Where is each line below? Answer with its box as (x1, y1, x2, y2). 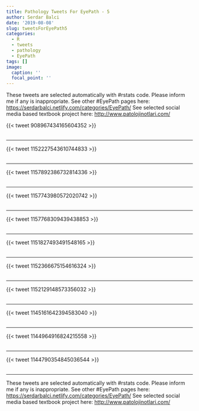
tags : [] (6, 58, 28, 64)
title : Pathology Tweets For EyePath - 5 (6, 8, 110, 15)
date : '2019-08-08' (6, 20, 54, 26)
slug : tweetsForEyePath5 (6, 25, 68, 32)
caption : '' (11, 70, 41, 76)
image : (6, 64, 23, 70)
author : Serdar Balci (6, 14, 60, 20)
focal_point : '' (11, 75, 52, 81)
